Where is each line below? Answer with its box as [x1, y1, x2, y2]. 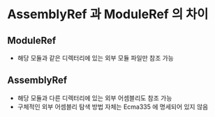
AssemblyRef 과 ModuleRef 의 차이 [7, 6, 209, 22]
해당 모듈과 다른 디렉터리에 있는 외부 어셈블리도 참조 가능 [17, 93, 172, 102]
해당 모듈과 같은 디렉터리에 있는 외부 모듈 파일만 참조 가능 [17, 54, 175, 62]
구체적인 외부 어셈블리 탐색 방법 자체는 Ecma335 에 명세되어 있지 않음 [17, 102, 209, 111]
